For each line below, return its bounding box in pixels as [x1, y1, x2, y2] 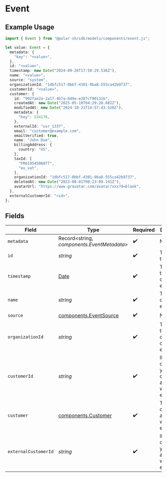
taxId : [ [14, 156, 32, 161]
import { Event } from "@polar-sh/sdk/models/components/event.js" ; [5, 36, 150, 41]
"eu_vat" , [18, 165, 39, 170]
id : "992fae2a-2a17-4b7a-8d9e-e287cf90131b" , [14, 96, 110, 101]
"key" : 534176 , [18, 115, 50, 120]
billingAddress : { [14, 143, 52, 148]
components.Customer [58, 412, 112, 419]
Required [133, 226, 155, 233]
